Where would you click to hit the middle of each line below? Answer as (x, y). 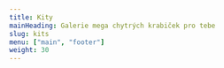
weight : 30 (29, 50)
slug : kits (29, 34)
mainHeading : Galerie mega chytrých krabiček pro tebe (112, 26)
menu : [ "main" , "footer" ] (57, 42)
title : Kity (31, 17)
